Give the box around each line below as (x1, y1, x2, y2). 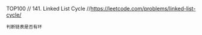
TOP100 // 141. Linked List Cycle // (6, 5, 91, 12)
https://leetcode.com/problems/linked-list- (90, 5, 196, 12)
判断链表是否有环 (6, 24, 43, 30)
